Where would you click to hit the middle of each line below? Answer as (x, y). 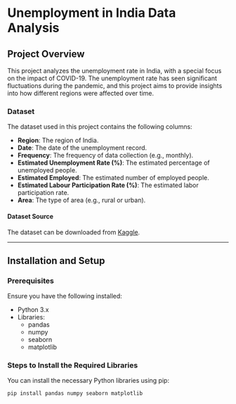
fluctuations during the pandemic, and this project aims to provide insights (115, 86)
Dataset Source (31, 216)
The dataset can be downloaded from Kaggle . (74, 232)
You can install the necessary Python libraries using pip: (88, 381)
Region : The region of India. (58, 140)
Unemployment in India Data (92, 13)
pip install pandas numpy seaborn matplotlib (75, 393)
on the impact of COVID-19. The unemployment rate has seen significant (112, 78)
